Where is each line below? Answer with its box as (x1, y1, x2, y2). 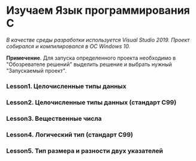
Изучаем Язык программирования (6, 4, 191, 17)
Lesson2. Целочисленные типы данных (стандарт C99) (6, 98, 177, 106)
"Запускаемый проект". (6, 67, 67, 74)
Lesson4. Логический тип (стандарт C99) (6, 130, 134, 139)
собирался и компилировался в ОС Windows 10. (6, 43, 131, 50)
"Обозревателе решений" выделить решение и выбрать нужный (6, 61, 173, 68)
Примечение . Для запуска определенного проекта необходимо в (6, 54, 176, 61)
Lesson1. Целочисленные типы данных (6, 82, 127, 90)
